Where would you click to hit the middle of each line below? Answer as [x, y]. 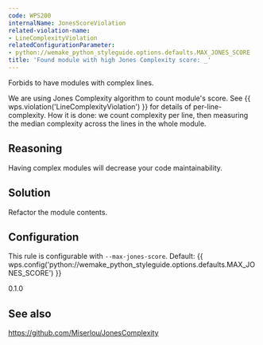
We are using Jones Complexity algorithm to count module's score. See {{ [130, 98]
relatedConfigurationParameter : [62, 45]
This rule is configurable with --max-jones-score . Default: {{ [106, 257]
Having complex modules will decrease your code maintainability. [115, 167]
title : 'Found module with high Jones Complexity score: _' [110, 61]
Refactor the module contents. [58, 212]
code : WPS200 [30, 16]
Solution [29, 193]
